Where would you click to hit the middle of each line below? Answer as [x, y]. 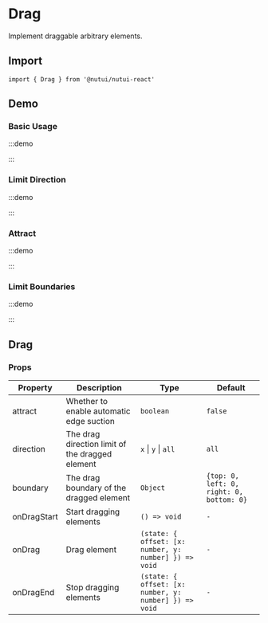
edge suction [91, 421]
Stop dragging [93, 588]
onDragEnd [33, 593]
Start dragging [93, 512]
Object [153, 488]
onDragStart [35, 517]
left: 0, [223, 484]
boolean [155, 411]
